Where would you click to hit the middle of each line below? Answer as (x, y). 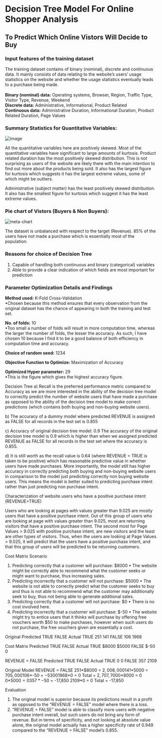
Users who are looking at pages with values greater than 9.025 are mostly (79, 511)
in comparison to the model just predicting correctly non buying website (77, 476)
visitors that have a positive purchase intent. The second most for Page (76, 526)
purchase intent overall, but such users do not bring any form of (76, 715)
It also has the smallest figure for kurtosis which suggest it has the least (77, 194)
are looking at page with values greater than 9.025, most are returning (75, 521)
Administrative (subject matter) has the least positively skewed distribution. (80, 188)
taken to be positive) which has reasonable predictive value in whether (76, 461)
